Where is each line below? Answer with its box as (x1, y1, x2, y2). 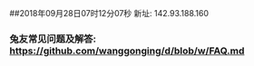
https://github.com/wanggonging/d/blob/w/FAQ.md (9, 44, 245, 57)
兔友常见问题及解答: (9, 33, 97, 45)
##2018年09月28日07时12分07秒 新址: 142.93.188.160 (9, 8, 210, 18)
